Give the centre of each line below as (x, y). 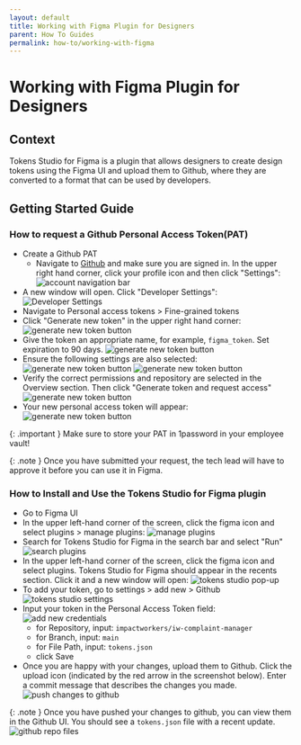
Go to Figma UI (50, 513)
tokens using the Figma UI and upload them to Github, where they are (138, 171)
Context (32, 139)
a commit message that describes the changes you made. (129, 686)
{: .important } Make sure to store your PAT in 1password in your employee (147, 434)
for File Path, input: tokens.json (94, 647)
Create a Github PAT (60, 254)
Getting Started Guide (72, 208)
